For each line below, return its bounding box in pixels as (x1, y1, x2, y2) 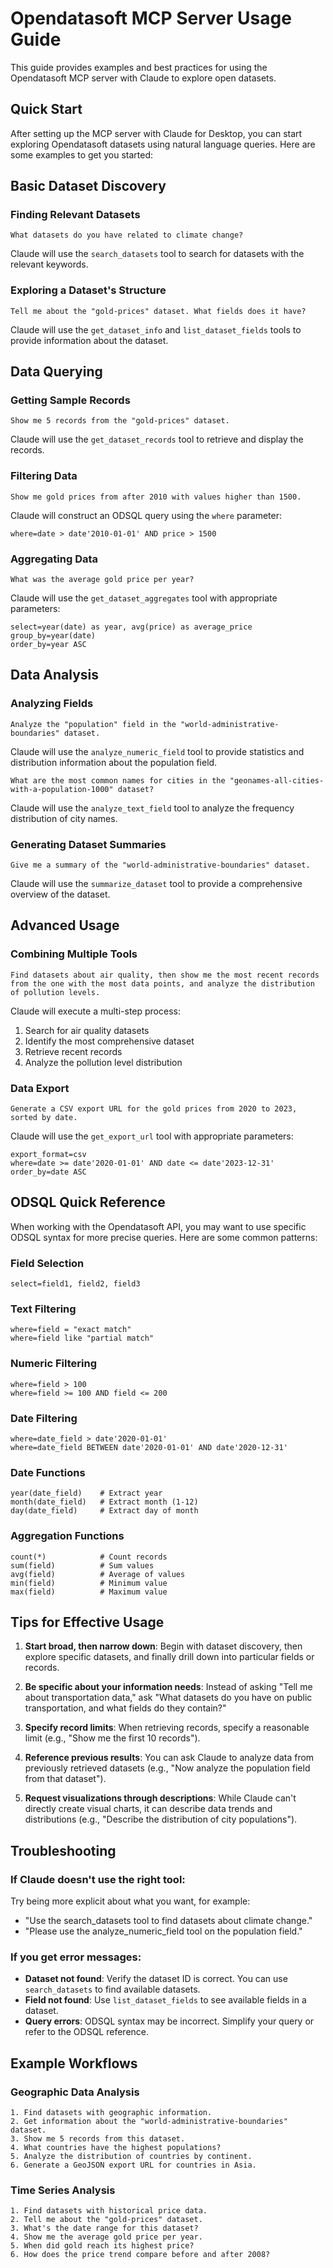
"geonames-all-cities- (229, 775, 325, 786)
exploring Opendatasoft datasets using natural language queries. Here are (10, 138, 316, 150)
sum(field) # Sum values (10, 1560, 155, 1571)
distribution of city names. (10, 812, 118, 824)
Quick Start (10, 101, 83, 118)
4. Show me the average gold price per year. (10, 2232, 203, 2242)
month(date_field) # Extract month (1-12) (10, 1497, 199, 1507)
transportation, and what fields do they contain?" (24, 1702, 227, 1714)
